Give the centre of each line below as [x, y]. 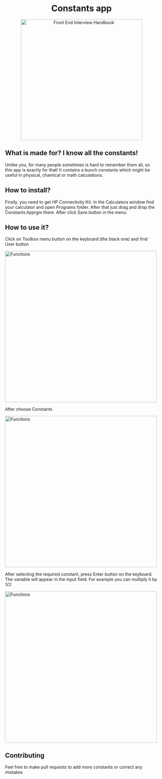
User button [17, 244]
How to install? [28, 190]
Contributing [25, 756]
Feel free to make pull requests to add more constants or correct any [74, 767]
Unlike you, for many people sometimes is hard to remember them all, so [78, 165]
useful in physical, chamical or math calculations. [54, 175]
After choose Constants [29, 409]
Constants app [81, 8]
